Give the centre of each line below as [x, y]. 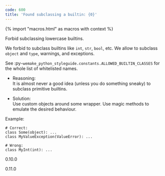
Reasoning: [24, 78]
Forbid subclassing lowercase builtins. [44, 38]
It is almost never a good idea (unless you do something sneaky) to [81, 83]
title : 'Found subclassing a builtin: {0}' [51, 14]
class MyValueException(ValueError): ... [49, 136]
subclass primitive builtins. [40, 88]
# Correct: [16, 128]
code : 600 [15, 10]
